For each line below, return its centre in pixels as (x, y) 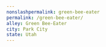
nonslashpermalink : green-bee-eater (53, 12)
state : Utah (21, 35)
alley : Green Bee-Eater (37, 23)
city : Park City (27, 29)
